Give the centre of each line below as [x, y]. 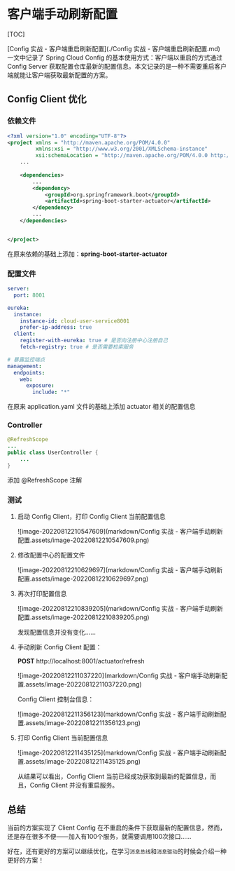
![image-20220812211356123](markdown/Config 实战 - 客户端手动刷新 [119, 714]
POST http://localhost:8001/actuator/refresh [81, 661]
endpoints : [29, 372]
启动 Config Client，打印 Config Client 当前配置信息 [91, 517]
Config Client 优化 [47, 99]
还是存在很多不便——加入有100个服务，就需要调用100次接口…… [99, 836]
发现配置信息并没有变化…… [56, 633]
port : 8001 [29, 295]
